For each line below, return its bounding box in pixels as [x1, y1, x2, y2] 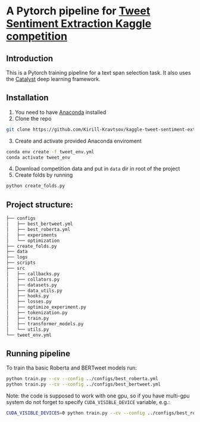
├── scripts [6, 260, 36, 266]
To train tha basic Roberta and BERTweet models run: [6, 364, 137, 371]
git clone [6, 127, 31, 133]
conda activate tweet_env [6, 154, 70, 161]
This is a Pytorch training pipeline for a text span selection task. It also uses [6, 69, 192, 76]
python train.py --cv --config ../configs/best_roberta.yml [6, 376, 159, 382]
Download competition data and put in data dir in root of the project [14, 165, 180, 173]
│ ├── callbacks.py [6, 270, 60, 277]
